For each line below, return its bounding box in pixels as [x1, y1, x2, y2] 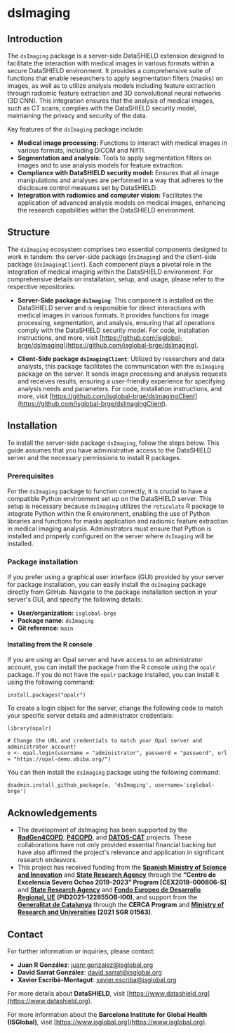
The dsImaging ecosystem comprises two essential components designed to [7, 245, 228, 253]
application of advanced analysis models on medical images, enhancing [17, 198, 226, 207]
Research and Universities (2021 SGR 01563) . [17, 908, 153, 916]
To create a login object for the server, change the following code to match [7, 704, 223, 712]
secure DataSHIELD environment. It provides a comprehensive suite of [7, 67, 211, 75]
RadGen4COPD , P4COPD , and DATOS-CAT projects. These [17, 833, 192, 842]
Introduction [7, 33, 63, 45]
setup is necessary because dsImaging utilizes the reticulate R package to [7, 502, 224, 510]
